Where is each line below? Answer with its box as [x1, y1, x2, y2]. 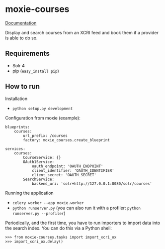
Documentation [5, 20, 37, 26]
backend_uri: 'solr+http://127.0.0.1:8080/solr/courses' [31, 181, 153, 186]
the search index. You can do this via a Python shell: [5, 225, 112, 231]
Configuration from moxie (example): [5, 115, 81, 121]
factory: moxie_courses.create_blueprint [23, 137, 110, 142]
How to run [5, 82, 40, 91]
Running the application [5, 190, 54, 196]
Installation [5, 96, 28, 102]
